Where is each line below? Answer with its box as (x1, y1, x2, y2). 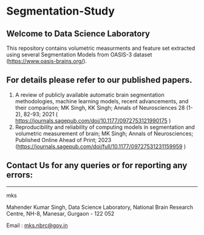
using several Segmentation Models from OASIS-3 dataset (6, 51, 152, 58)
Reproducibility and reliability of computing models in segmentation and (15, 123, 195, 131)
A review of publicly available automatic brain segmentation (15, 91, 165, 98)
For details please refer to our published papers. (6, 75, 192, 86)
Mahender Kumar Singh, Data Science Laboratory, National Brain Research (6, 203, 193, 211)
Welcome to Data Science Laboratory (6, 29, 151, 39)
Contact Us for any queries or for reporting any (6, 160, 188, 171)
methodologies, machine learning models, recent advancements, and (15, 97, 189, 104)
